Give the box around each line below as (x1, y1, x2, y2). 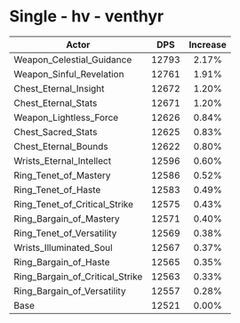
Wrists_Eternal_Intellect (13, 154, 112, 166)
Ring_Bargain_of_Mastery (13, 212, 120, 224)
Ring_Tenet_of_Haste (13, 183, 101, 196)
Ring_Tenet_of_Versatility (13, 227, 117, 239)
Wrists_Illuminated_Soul (13, 241, 113, 254)
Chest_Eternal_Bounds (13, 140, 108, 152)
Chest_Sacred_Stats (13, 125, 98, 138)
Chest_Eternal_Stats (13, 96, 98, 109)
